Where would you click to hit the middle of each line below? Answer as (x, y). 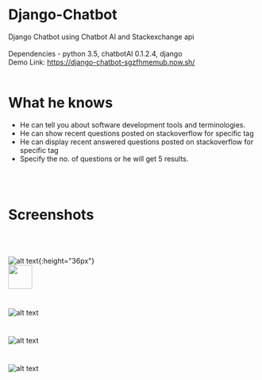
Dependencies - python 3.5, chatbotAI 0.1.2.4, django (95, 53)
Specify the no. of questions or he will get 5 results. (104, 159)
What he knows (61, 103)
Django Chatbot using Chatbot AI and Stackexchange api (101, 37)
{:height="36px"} (67, 261)
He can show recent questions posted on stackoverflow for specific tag (137, 133)
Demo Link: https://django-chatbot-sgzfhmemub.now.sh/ (102, 62)
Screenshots (51, 215)
